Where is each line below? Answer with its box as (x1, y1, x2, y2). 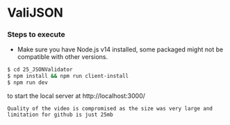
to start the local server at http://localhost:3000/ (7, 92, 146, 100)
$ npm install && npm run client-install (7, 73, 129, 80)
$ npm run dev (7, 79, 49, 86)
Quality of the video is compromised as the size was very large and (7, 106, 213, 112)
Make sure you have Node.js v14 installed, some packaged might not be (17, 45, 224, 53)
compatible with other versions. (17, 53, 108, 61)
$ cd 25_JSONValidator (7, 66, 73, 74)
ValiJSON (7, 5, 64, 21)
